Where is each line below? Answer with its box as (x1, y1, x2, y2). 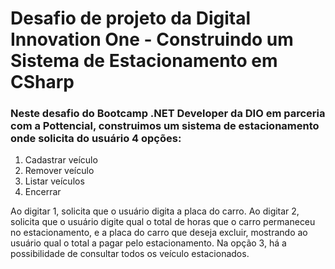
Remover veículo (24, 165, 95, 177)
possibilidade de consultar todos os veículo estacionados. (10, 248, 250, 260)
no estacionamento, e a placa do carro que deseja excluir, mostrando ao (10, 227, 308, 239)
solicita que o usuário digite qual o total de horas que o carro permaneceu (10, 216, 316, 228)
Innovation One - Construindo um (10, 28, 294, 51)
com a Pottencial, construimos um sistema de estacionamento (10, 119, 320, 133)
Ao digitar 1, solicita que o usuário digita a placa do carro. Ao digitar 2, (10, 205, 300, 217)
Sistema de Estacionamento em (10, 50, 278, 72)
